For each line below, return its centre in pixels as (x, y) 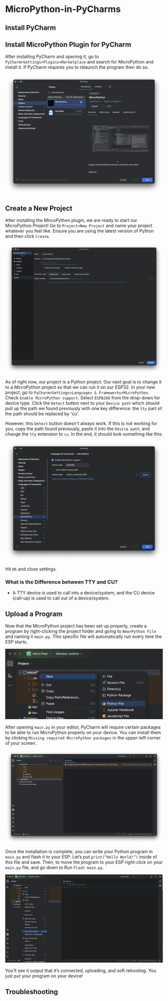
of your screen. (21, 743)
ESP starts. (16, 641)
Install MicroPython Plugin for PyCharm (68, 44)
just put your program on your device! (44, 976)
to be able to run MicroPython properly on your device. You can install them (83, 732)
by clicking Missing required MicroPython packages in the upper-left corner (83, 738)
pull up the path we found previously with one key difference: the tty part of (84, 408)
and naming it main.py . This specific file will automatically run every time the (83, 636)
